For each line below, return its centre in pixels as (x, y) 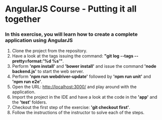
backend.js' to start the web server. (48, 72)
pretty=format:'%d (32, 61)
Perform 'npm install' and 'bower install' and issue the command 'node (84, 66)
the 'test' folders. (29, 102)
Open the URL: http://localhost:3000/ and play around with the (74, 87)
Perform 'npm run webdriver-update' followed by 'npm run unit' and (81, 76)
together (23, 19)
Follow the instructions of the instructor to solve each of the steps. (78, 113)
